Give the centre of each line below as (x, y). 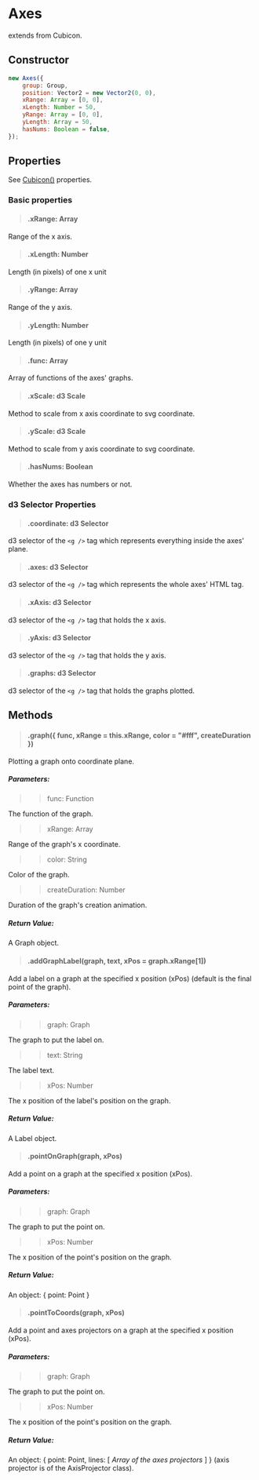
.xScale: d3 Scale (57, 396)
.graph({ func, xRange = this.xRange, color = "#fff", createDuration (139, 735)
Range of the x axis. (40, 236)
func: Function (70, 799)
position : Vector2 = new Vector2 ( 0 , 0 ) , (89, 93)
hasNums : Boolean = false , (66, 129)
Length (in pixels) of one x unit (58, 272)
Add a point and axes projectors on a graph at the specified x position (121, 1330)
